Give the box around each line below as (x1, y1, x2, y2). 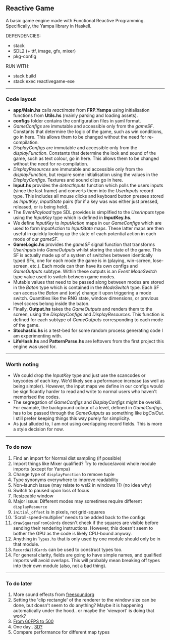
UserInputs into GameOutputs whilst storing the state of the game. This (13, 247, 161, 253)
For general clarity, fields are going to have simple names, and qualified (13, 551, 162, 558)
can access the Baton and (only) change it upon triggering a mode (13, 290, 152, 296)
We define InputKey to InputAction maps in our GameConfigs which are (13, 220, 162, 226)
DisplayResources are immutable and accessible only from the (13, 166, 143, 173)
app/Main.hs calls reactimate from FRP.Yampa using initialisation (13, 107, 150, 113)
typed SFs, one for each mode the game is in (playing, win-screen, (13, 258, 152, 264)
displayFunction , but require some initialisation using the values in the (13, 172, 158, 178)
